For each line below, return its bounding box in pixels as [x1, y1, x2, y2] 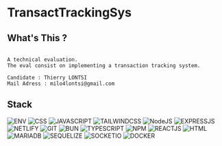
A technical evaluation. [7, 56, 78, 63]
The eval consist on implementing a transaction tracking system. [7, 62, 201, 69]
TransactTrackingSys [7, 5, 132, 21]
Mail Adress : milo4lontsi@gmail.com [7, 80, 115, 87]
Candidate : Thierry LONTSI [7, 74, 88, 81]
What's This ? [7, 32, 67, 44]
